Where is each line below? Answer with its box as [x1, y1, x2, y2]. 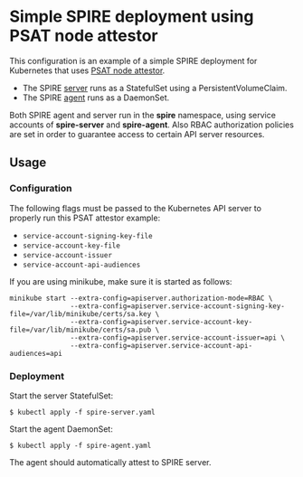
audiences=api [9, 349, 63, 358]
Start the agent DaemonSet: [9, 423, 113, 435]
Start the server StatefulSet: [9, 390, 114, 401]
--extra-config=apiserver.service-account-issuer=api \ [70, 332, 285, 342]
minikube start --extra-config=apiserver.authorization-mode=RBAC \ [9, 294, 273, 303]
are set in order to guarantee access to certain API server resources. [9, 128, 265, 139]
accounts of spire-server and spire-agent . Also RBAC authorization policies [9, 119, 294, 130]
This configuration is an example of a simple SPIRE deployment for [9, 55, 258, 66]
